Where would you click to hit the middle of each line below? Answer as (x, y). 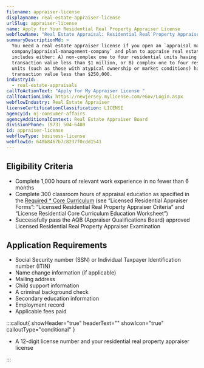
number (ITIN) (32, 266)
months (25, 187)
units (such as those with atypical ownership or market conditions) (101, 68)
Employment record (40, 305)
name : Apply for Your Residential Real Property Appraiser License (93, 29)
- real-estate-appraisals (45, 86)
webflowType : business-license (46, 136)
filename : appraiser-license (43, 12)
